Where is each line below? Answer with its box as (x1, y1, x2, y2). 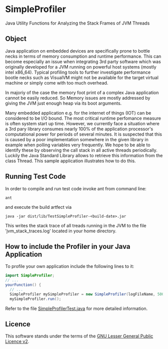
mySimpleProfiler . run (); (9, 296, 61, 301)
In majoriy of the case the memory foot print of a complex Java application (5, 89, 159, 96)
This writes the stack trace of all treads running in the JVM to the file (5, 222, 146, 228)
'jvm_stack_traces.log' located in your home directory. (5, 228, 116, 234)
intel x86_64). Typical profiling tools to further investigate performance (5, 69, 151, 75)
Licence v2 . (5, 338, 29, 344)
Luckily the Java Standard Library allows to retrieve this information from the (5, 152, 163, 158)
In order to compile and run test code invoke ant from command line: (5, 185, 146, 191)
